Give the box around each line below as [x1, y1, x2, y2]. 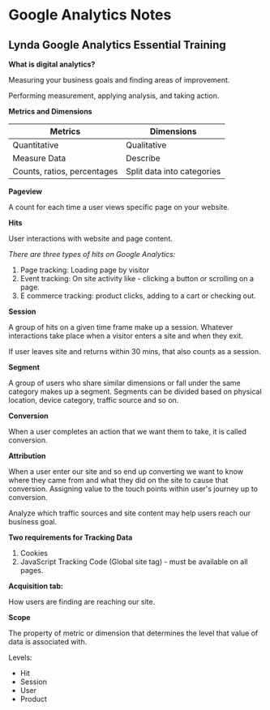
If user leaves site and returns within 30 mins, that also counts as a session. [8, 347, 261, 356]
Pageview [8, 186, 43, 196]
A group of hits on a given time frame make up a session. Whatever [8, 323, 234, 331]
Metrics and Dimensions [8, 107, 92, 116]
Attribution [8, 451, 46, 460]
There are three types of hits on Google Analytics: [8, 250, 176, 259]
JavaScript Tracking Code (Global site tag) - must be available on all [19, 557, 248, 567]
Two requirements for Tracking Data [8, 532, 133, 542]
